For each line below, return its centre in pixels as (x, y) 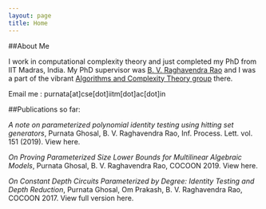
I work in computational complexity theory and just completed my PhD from (133, 61)
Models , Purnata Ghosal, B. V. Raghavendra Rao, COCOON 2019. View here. (133, 165)
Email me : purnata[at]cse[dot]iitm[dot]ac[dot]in (87, 93)
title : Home (28, 23)
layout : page (30, 16)
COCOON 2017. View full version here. (71, 198)
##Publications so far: (45, 109)
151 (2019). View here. (44, 141)
